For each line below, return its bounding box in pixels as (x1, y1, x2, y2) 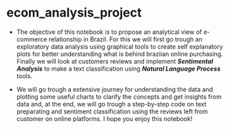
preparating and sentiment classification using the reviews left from (16, 107, 208, 115)
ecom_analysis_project (6, 5, 142, 21)
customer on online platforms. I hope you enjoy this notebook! (16, 114, 193, 122)
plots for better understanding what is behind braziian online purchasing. (16, 50, 223, 58)
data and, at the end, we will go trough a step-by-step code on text (16, 100, 207, 108)
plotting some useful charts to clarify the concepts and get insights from (16, 92, 222, 101)
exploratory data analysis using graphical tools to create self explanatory (16, 42, 223, 50)
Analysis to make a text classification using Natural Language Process (16, 64, 221, 73)
